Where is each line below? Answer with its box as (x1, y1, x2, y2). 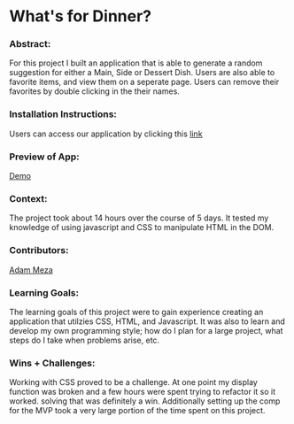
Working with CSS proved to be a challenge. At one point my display (9, 377, 259, 388)
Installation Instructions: (9, 108, 118, 120)
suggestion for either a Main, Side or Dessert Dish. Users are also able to (9, 67, 275, 78)
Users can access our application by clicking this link (9, 128, 203, 139)
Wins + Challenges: (9, 357, 96, 369)
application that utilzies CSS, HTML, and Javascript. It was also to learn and (9, 316, 286, 327)
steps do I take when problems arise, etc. (9, 335, 160, 345)
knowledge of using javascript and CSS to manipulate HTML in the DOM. (9, 222, 275, 233)
